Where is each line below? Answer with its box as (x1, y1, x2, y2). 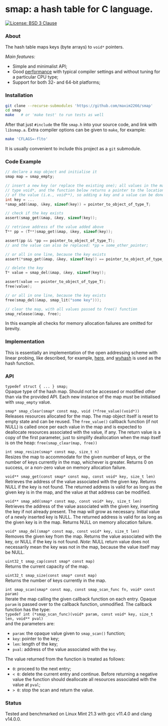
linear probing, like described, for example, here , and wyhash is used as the (5, 354, 161, 361)
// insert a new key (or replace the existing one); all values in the (5, 183, 157, 188)
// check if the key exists (5, 211, 64, 216)
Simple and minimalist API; (12, 64, 67, 70)
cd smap (5, 108, 21, 113)
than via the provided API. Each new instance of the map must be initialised (5, 394, 160, 400)
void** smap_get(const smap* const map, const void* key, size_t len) (5, 474, 155, 479)
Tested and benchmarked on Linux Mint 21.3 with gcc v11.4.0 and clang (5, 711, 152, 717)
